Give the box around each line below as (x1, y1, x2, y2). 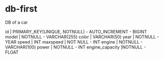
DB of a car (5, 19, 28, 25)
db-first (5, 3, 38, 15)
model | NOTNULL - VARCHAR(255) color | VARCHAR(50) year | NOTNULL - (5, 34, 159, 40)
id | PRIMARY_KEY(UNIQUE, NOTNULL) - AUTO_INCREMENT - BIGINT (5, 29, 147, 34)
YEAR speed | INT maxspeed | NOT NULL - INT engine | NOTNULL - (5, 39, 143, 44)
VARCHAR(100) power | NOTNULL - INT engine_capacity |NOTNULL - (5, 44, 146, 50)
